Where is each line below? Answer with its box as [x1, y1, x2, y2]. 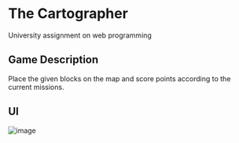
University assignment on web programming [8, 30, 152, 40]
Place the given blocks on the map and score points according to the [8, 73, 231, 83]
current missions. [8, 82, 64, 91]
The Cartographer [8, 5, 128, 23]
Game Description [8, 53, 99, 66]
